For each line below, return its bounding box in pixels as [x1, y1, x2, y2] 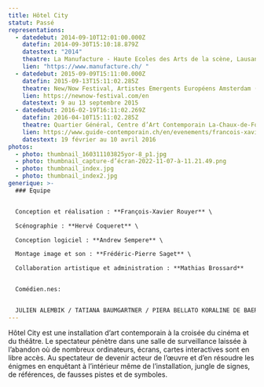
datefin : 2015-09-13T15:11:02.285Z [22, 77, 139, 85]
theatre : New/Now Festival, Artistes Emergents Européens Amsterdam [22, 84, 251, 93]
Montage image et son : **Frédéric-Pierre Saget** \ [15, 250, 192, 258]
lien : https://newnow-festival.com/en [22, 92, 149, 100]
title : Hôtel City [8, 11, 68, 20]
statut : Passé [8, 19, 55, 27]
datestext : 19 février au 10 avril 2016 [22, 135, 156, 144]
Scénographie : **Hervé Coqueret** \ [15, 221, 139, 230]
